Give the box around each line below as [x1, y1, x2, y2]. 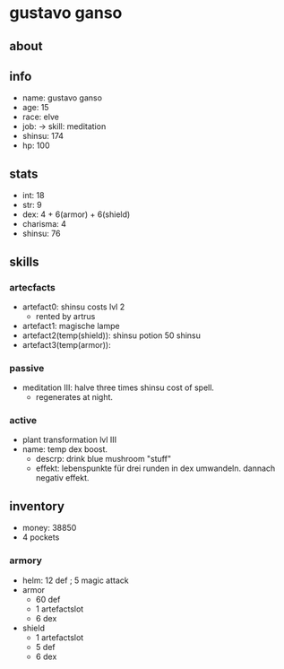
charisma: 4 [22, 219, 67, 230]
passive [9, 361, 45, 374]
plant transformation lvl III [22, 434, 117, 446]
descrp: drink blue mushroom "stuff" [35, 454, 172, 465]
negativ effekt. [35, 473, 90, 483]
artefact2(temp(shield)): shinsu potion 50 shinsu [22, 330, 202, 341]
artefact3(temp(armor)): [22, 339, 111, 350]
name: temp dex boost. [22, 444, 108, 455]
